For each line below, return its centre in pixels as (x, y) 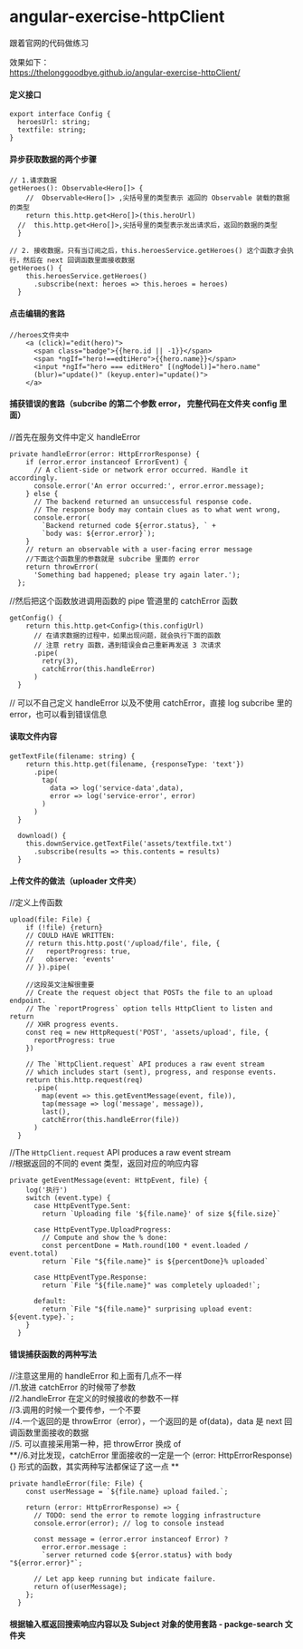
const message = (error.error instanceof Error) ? (131, 1539)
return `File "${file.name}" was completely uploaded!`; (151, 1285)
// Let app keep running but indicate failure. (125, 1579)
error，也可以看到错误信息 (58, 714)
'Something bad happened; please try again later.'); (137, 575)
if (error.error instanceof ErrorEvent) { (107, 462)
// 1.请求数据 (33, 181)
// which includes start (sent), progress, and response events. (151, 1072)
